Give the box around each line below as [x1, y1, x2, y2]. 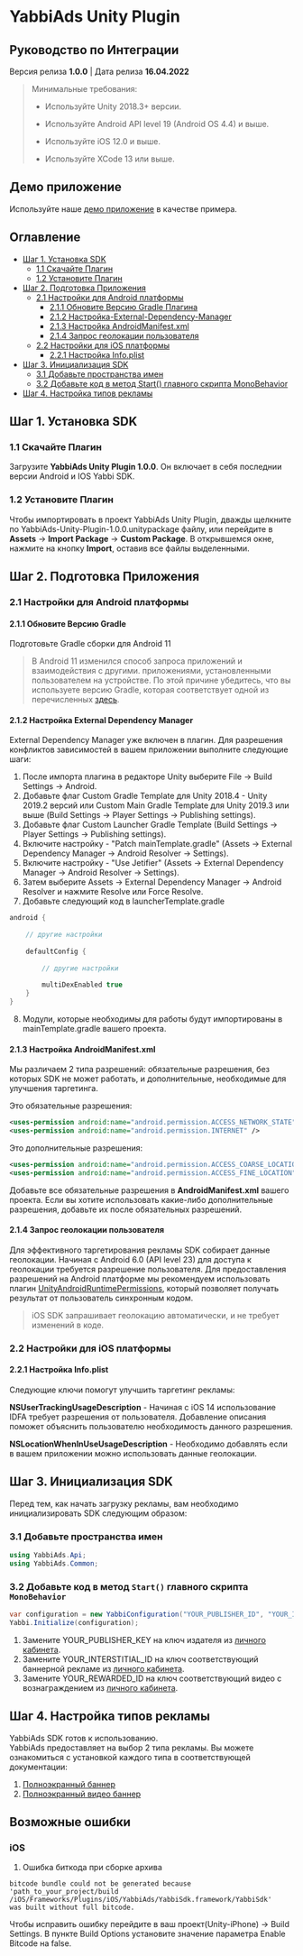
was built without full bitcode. [9, 1903, 135, 1913]
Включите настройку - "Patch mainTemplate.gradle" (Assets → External [22, 839, 293, 849]
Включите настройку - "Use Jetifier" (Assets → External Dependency [22, 858, 284, 868]
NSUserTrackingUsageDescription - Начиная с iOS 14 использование [9, 1401, 277, 1412]
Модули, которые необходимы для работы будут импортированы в [22, 1013, 283, 1024]
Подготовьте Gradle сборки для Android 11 [9, 638, 171, 649]
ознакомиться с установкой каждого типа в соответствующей [9, 1751, 251, 1762]
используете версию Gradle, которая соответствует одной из [31, 684, 270, 695]
